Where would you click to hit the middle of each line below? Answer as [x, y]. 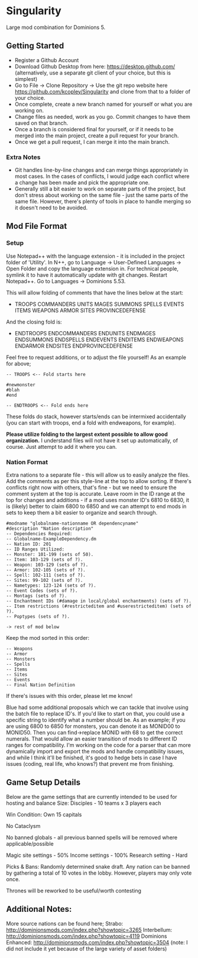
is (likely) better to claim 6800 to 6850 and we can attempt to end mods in [96, 506]
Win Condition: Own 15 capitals [44, 814]
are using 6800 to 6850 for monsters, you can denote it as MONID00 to [93, 726]
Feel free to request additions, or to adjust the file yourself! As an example [96, 357]
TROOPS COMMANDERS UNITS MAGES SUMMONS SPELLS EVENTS [99, 304]
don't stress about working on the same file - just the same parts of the [101, 195]
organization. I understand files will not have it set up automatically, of [92, 440]
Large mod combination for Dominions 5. [56, 27]
